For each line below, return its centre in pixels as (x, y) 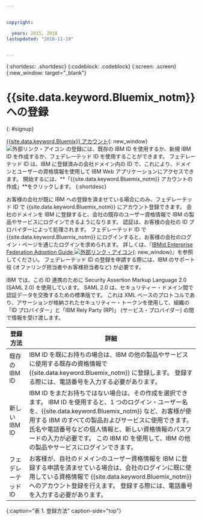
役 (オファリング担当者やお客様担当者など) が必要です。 (75, 267)
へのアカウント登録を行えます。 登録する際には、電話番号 (111, 486)
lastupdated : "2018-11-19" (40, 39)
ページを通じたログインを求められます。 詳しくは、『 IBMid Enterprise (108, 245)
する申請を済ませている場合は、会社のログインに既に (110, 468)
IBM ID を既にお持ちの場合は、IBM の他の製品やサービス (109, 355)
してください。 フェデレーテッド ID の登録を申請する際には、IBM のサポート (101, 260)
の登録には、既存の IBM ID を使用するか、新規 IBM (128, 149)
